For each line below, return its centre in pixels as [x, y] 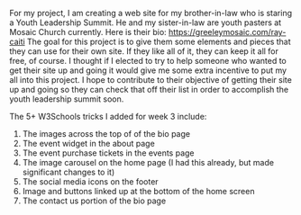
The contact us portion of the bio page [94, 201]
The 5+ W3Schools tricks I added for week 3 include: [108, 116]
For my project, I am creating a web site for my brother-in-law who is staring [151, 13]
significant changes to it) [68, 172]
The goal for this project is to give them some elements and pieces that [159, 41]
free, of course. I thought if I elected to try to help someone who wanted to [148, 61]
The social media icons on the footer [91, 182]
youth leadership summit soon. [67, 99]
